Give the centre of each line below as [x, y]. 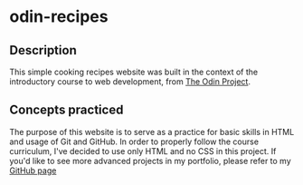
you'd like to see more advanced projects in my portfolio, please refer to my [150, 161]
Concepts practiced [66, 110]
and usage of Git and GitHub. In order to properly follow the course [134, 141]
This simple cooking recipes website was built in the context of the [134, 72]
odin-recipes [59, 17]
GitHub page [33, 170]
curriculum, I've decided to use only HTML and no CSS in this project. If [143, 151]
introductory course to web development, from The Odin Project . [130, 82]
